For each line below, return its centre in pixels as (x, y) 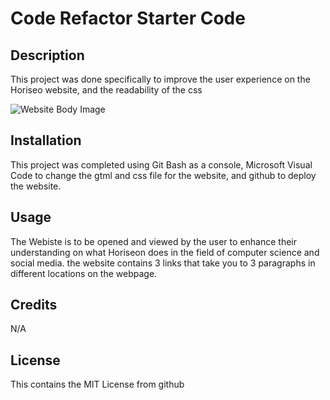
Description (47, 55)
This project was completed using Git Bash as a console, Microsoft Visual (161, 164)
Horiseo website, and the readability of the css (106, 90)
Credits (34, 305)
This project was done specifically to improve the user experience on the (160, 79)
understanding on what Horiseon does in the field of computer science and (165, 252)
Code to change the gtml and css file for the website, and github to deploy (163, 175)
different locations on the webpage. (84, 273)
